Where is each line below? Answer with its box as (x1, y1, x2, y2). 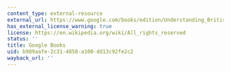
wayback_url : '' (7, 55, 54, 62)
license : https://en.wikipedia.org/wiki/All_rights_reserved (7, 29, 186, 36)
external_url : (7, 16, 48, 23)
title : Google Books (7, 42, 67, 49)
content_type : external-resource (7, 10, 103, 17)
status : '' (7, 36, 38, 43)
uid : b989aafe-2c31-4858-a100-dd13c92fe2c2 (7, 49, 134, 56)
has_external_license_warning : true (7, 23, 112, 29)
